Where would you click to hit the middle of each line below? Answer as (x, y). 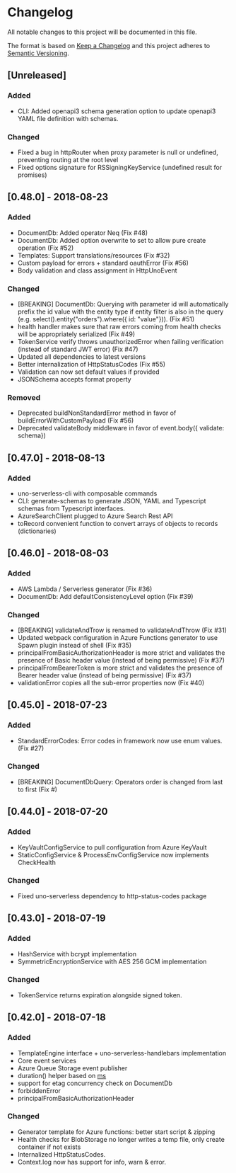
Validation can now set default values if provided (89, 372)
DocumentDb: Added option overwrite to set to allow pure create (112, 240)
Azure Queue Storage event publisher (72, 1068)
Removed (24, 397)
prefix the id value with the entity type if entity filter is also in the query (120, 311)
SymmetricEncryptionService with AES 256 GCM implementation (112, 961)
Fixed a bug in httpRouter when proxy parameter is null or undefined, (118, 152)
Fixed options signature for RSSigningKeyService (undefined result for (120, 167)
